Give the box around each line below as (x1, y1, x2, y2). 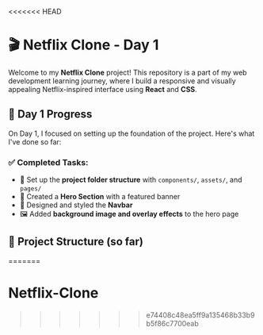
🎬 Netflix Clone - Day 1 (8, 36, 159, 54)
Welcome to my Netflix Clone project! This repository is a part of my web (8, 67, 247, 77)
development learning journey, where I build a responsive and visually (8, 75, 236, 86)
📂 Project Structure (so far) (8, 235, 144, 248)
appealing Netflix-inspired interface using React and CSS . (8, 84, 198, 94)
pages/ (19, 185, 42, 193)
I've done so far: (8, 137, 62, 146)
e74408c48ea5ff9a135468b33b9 (146, 310, 255, 320)
